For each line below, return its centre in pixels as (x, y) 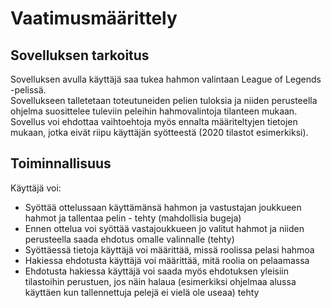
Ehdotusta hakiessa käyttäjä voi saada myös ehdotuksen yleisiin (157, 271)
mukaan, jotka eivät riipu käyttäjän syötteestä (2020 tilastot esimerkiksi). (159, 132)
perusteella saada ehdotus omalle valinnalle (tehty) (129, 239)
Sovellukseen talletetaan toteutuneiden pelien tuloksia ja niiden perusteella (164, 100)
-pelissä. (28, 90)
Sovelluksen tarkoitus (80, 55)
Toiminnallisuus (61, 163)
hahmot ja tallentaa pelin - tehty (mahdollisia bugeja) (133, 218)
